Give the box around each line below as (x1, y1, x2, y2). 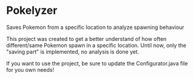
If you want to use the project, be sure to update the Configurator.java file (6, 60, 188, 67)
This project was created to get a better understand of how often (6, 35, 167, 42)
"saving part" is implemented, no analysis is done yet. (6, 48, 139, 55)
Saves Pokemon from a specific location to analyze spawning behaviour (6, 24, 184, 31)
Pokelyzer (6, 4, 58, 17)
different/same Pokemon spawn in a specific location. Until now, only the (6, 42, 187, 49)
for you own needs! (6, 66, 54, 73)
